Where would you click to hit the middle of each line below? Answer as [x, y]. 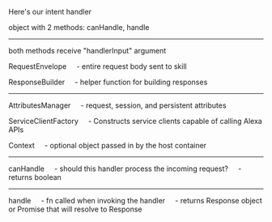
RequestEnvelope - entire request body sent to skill [98, 66]
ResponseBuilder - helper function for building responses [108, 82]
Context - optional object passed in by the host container [108, 145]
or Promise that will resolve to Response [75, 209]
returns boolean [35, 177]
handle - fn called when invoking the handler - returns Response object [136, 201]
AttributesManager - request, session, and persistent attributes [117, 105]
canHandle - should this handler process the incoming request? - [125, 169]
